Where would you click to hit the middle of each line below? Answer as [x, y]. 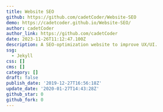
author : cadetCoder [30, 28]
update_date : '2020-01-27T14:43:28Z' [53, 89]
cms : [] [16, 67]
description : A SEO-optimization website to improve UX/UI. [82, 45]
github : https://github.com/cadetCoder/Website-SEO [71, 17]
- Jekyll [22, 56]
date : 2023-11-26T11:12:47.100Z [46, 39]
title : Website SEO [30, 12]
